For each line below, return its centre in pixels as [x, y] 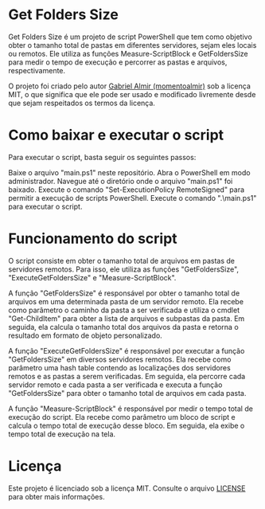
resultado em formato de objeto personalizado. [86, 335]
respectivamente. [37, 70]
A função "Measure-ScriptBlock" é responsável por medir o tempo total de [131, 409]
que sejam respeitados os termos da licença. [82, 103]
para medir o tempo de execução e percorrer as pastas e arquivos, [118, 62]
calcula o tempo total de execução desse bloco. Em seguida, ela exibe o [127, 425]
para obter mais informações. [57, 496]
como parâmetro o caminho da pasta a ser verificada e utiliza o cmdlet [124, 310]
